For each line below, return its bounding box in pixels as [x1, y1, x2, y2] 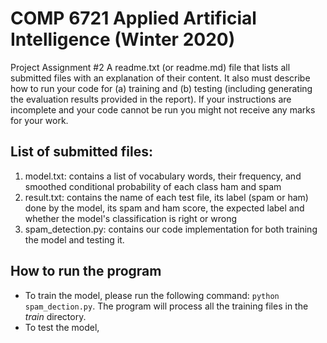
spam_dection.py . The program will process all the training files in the [24, 300, 309, 312]
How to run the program [10, 263, 162, 280]
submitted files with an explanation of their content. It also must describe [10, 72, 311, 84]
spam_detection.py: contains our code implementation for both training [24, 223, 318, 235]
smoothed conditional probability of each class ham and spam [24, 180, 282, 192]
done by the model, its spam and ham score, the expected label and [24, 202, 305, 214]
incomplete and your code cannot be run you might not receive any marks [10, 103, 316, 116]
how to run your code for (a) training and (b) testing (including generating [10, 82, 313, 94]
